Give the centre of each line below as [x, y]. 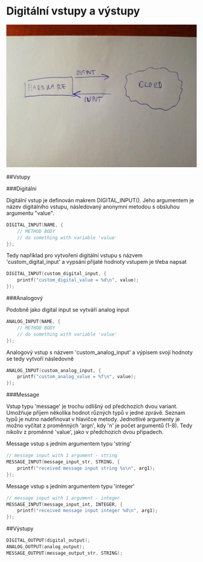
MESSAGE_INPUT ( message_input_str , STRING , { [63, 462]
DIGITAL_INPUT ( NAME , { [35, 225]
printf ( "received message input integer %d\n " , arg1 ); [88, 511]
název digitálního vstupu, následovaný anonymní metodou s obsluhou [93, 206]
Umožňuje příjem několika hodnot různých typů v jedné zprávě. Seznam [96, 413]
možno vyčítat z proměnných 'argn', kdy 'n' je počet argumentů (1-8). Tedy [99, 426]
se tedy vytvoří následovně [40, 359]
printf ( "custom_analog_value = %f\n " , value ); [77, 377]
